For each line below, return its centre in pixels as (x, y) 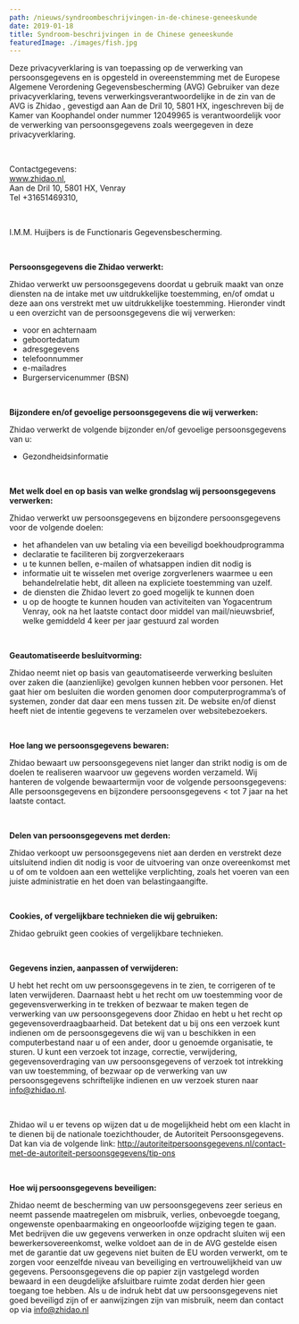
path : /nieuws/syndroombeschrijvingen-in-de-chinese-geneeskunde (133, 17)
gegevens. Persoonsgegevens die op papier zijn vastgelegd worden (134, 1272)
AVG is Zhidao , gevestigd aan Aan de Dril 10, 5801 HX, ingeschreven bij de (146, 106)
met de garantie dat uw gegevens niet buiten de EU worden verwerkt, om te (149, 1252)
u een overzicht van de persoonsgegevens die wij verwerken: (122, 313)
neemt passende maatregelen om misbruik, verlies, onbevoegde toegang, (145, 1215)
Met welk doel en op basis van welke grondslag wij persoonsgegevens (143, 491)
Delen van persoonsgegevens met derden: (90, 836)
